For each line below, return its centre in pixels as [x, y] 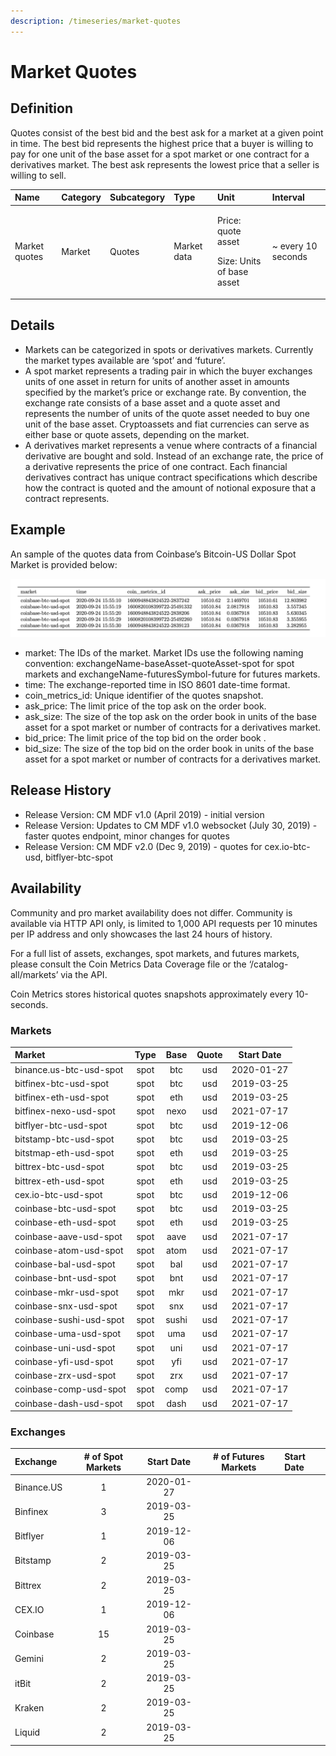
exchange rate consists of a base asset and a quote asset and [152, 402]
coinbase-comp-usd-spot [70, 1389]
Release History [61, 790]
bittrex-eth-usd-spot [59, 1181]
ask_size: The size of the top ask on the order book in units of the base [170, 717]
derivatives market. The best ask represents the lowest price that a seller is [165, 164]
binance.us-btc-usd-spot [69, 1069]
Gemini [29, 1659]
